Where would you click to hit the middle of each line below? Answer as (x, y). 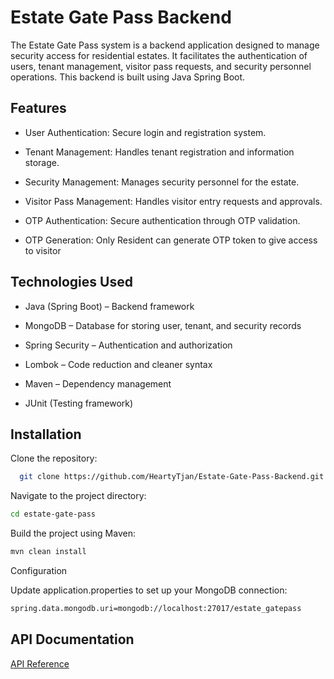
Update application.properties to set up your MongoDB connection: (149, 590)
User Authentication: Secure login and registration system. (145, 132)
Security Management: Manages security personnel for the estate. (162, 182)
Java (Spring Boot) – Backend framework (109, 306)
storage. (42, 162)
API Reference (40, 663)
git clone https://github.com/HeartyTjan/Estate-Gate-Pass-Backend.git (172, 477)
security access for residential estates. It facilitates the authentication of (159, 55)
